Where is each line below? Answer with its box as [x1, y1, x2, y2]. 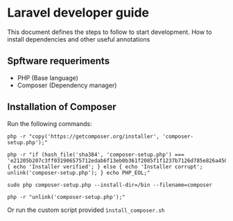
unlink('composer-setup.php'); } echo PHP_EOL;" [7, 169, 150, 176]
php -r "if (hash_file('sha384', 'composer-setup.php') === [7, 151, 185, 158]
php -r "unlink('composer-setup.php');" [7, 193, 126, 200]
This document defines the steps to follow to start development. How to [7, 28, 212, 36]
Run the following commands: [7, 119, 92, 127]
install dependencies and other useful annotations [7, 35, 150, 43]
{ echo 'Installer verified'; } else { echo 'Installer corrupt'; [7, 163, 203, 170]
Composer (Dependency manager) [17, 81, 117, 89]
